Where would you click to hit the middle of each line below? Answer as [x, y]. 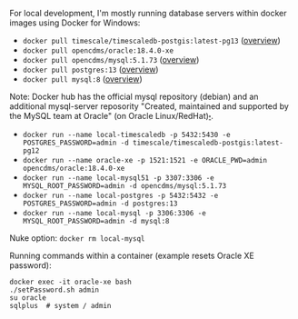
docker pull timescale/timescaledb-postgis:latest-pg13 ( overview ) [152, 40]
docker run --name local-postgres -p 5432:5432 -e [120, 195]
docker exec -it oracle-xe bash [70, 282]
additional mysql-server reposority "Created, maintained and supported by [149, 106]
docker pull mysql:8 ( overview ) [82, 79]
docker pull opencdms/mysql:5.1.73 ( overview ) [111, 60]
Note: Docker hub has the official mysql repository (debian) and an [134, 96]
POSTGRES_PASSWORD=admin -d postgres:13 [100, 204]
